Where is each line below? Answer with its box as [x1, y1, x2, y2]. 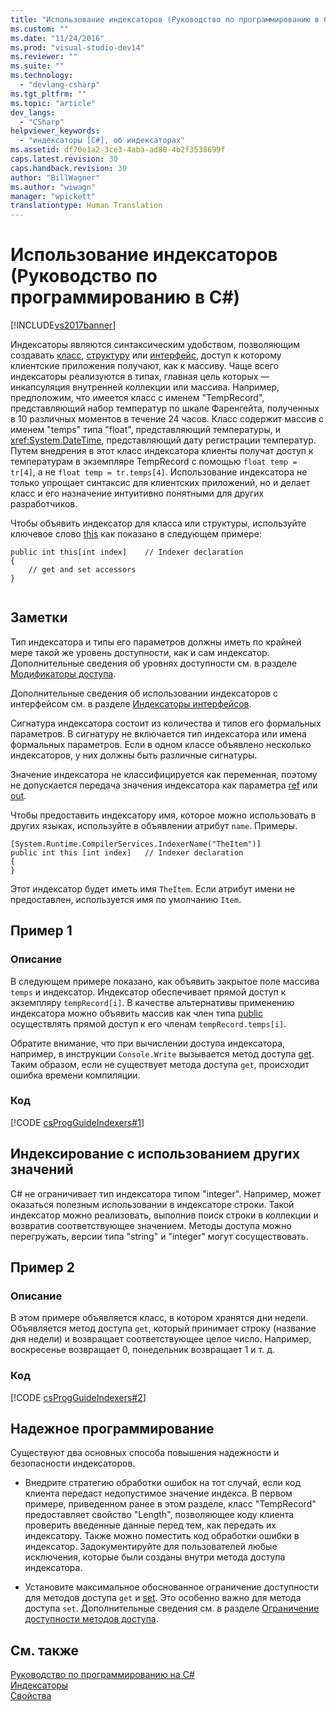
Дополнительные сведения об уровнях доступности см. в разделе [10, 657, 297, 669]
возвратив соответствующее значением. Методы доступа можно [10, 1219, 292, 1231]
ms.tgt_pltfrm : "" [10, 89, 87, 99]
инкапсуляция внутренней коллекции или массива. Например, [10, 381, 280, 393]
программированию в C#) [10, 286, 241, 309]
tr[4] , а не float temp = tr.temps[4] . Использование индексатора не [10, 466, 308, 478]
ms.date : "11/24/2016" [10, 33, 105, 43]
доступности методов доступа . [24, 1613, 159, 1625]
